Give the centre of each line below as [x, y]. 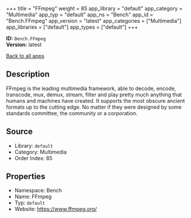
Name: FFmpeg [33, 197]
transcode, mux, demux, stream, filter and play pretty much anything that [94, 94]
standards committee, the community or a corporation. [72, 113]
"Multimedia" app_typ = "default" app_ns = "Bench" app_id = [80, 15]
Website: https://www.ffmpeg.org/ [56, 209]
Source [20, 132]
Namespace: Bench [38, 191]
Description [28, 75]
